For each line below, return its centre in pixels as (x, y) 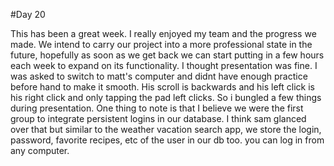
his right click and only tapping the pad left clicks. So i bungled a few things (166, 97)
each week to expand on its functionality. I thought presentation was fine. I (164, 65)
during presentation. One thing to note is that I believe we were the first (157, 108)
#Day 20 (28, 14)
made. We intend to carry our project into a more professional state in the (161, 44)
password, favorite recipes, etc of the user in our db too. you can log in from (167, 140)
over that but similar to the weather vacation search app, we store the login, (166, 129)
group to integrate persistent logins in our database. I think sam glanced (158, 118)
